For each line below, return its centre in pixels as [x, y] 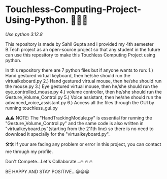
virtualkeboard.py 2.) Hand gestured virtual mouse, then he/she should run [83, 81]
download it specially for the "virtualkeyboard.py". [58, 134]
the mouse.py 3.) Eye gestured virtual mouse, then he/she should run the [82, 86]
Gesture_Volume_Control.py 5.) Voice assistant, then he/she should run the [83, 97]
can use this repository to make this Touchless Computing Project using [80, 55]
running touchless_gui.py [31, 108]
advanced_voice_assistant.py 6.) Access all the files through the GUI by [80, 102]
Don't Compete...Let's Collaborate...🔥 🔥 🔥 [49, 161]
